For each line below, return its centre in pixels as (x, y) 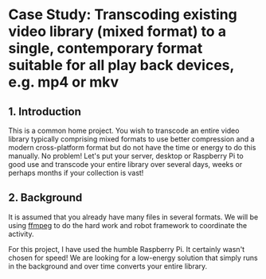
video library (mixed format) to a (117, 31)
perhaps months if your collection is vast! (76, 173)
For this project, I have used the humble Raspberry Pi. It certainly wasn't (127, 249)
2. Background (45, 198)
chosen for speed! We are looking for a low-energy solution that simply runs (133, 258)
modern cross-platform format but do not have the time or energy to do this (132, 147)
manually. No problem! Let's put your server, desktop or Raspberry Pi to (126, 156)
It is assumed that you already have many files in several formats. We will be (133, 217)
